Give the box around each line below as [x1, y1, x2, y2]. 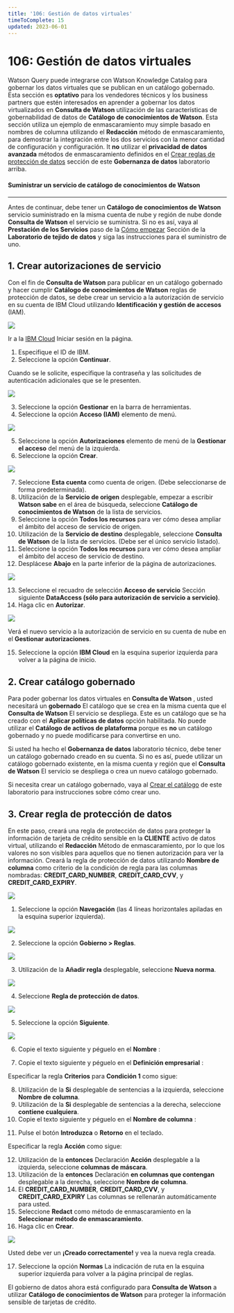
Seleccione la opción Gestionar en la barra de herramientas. [17, 403, 192, 411]
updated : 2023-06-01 [8, 23, 68, 30]
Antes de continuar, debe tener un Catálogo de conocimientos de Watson [8, 203, 222, 211]
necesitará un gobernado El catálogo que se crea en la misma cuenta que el [8, 702, 226, 710]
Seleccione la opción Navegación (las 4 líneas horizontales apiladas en [17, 904, 223, 913]
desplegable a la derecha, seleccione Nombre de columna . [17, 1177, 188, 1186]
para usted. [17, 1200, 51, 1208]
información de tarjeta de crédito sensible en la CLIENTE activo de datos [8, 833, 216, 842]
